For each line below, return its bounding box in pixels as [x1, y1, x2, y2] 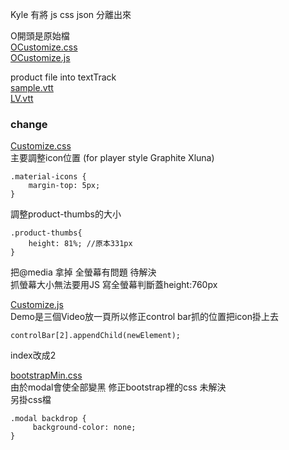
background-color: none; [32, 423, 137, 433]
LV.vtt [10, 93, 34, 104]
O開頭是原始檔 [10, 30, 70, 42]
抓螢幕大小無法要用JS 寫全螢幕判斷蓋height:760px [10, 279, 218, 291]
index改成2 [10, 349, 57, 362]
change [10, 117, 48, 131]
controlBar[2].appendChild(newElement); [10, 331, 182, 341]
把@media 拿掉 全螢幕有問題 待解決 [10, 266, 157, 278]
